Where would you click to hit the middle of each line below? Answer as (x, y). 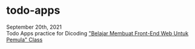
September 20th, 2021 (34, 27)
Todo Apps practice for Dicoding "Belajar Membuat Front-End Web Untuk (97, 33)
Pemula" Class (24, 39)
